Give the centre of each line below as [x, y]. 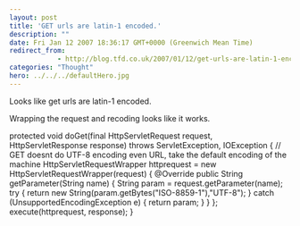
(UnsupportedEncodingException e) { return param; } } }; [114, 202]
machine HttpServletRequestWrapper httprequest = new [113, 164]
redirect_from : [37, 51]
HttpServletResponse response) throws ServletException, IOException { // [145, 145]
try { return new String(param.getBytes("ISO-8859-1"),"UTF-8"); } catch [142, 192]
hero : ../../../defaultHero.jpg [69, 76]
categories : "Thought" [51, 68]
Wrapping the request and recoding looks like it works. [110, 118]
